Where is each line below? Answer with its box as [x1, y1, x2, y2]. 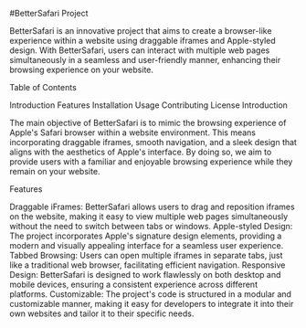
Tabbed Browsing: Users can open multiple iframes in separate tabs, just [9, 250, 283, 260]
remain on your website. [9, 166, 100, 176]
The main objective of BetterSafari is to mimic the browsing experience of [9, 118, 287, 128]
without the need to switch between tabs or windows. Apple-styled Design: [9, 221, 293, 231]
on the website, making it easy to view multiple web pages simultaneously [9, 211, 289, 222]
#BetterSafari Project [9, 8, 89, 18]
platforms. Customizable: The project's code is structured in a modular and [9, 289, 292, 300]
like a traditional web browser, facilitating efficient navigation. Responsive [9, 259, 286, 270]
